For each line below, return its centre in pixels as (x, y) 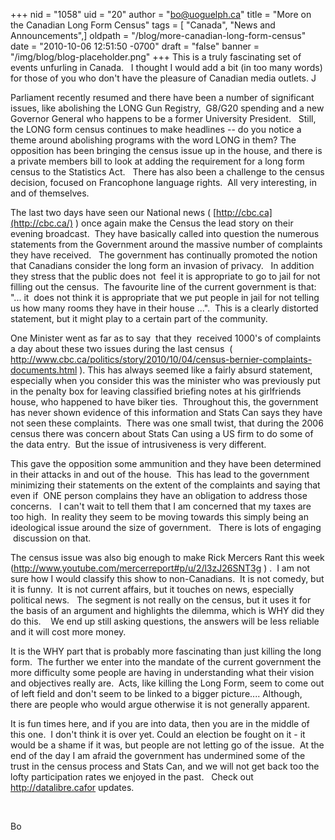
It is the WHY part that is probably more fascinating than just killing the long (166, 651)
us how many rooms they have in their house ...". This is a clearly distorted (164, 308)
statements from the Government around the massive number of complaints (166, 244)
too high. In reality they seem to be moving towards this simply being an (159, 517)
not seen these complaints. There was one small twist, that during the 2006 (167, 423)
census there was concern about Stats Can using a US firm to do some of (162, 433)
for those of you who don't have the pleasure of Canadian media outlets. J (163, 78)
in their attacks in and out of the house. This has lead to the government (160, 474)
